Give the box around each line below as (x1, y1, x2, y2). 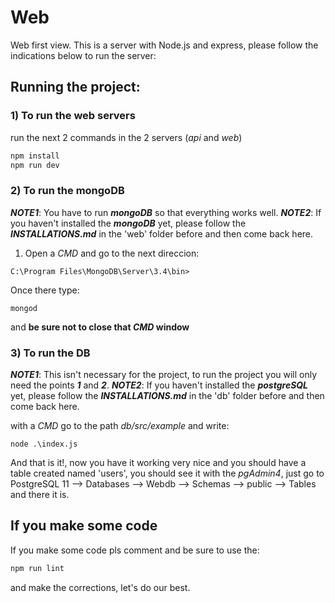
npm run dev (10, 160, 60, 170)
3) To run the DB (10, 346, 91, 360)
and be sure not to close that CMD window (10, 321, 190, 333)
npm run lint (10, 563, 65, 573)
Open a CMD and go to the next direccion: (24, 247, 200, 259)
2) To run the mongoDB (10, 184, 125, 198)
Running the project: (10, 79, 141, 96)
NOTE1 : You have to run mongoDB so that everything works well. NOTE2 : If (10, 206, 322, 218)
